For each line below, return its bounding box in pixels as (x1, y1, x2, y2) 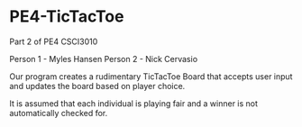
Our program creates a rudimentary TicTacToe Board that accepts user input (9, 70, 293, 82)
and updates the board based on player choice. (9, 80, 186, 91)
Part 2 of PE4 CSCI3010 (9, 36, 98, 47)
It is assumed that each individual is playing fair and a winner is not (9, 97, 259, 109)
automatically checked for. (9, 107, 108, 118)
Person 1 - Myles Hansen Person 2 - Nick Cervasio (9, 53, 198, 64)
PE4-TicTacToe (9, 6, 124, 27)
